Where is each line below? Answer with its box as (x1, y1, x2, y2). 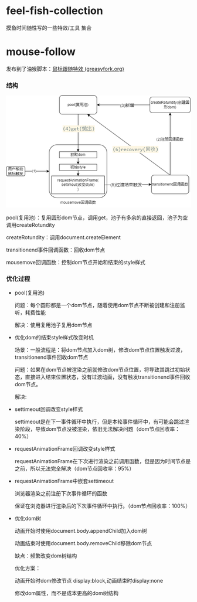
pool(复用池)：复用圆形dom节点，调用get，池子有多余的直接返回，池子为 (6, 214, 183, 221)
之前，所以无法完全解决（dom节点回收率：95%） (14, 465, 135, 472)
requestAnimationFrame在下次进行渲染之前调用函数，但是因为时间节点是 (14, 458, 191, 465)
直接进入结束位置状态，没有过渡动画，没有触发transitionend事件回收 (25, 373, 191, 380)
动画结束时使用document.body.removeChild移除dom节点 (14, 540, 152, 547)
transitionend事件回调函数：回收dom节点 (6, 246, 106, 253)
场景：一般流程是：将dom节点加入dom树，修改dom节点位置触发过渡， (14, 346, 186, 353)
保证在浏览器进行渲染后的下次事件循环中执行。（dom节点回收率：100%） (14, 502, 191, 509)
